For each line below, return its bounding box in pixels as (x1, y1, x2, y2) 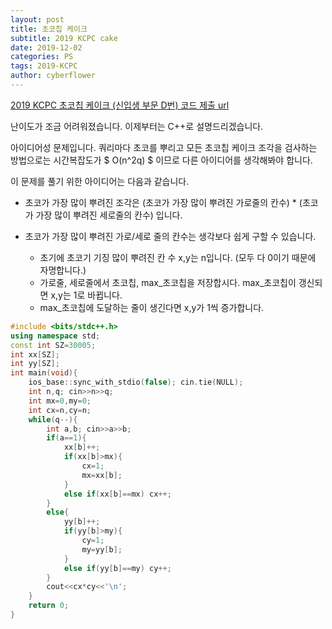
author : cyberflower (10, 71, 97, 81)
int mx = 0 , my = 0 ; (28, 396, 92, 406)
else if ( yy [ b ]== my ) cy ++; (63, 563, 172, 573)
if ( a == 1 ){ (46, 433, 87, 443)
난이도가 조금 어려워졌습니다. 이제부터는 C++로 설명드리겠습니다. (10, 120, 264, 132)
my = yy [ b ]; (81, 544, 123, 555)
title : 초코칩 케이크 (10, 24, 88, 34)
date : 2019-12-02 (10, 42, 83, 53)
